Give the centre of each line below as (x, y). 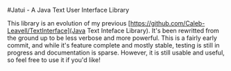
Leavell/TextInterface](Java (46, 31)
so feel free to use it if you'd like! (54, 60)
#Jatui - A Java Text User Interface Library (68, 10)
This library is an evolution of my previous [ (69, 23)
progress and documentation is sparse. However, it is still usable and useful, (116, 52)
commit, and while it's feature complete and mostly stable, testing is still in (113, 45)
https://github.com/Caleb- (168, 23)
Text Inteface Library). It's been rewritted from (153, 31)
